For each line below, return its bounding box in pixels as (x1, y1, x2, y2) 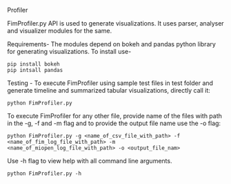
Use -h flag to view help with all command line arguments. (7, 157, 172, 165)
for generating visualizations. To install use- (7, 48, 132, 55)
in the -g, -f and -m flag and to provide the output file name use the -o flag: (7, 119, 221, 127)
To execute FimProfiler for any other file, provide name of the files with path (7, 112, 223, 120)
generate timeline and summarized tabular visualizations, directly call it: (7, 86, 210, 94)
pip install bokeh (7, 61, 60, 68)
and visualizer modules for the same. (7, 27, 112, 35)
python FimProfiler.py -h (7, 170, 81, 177)
